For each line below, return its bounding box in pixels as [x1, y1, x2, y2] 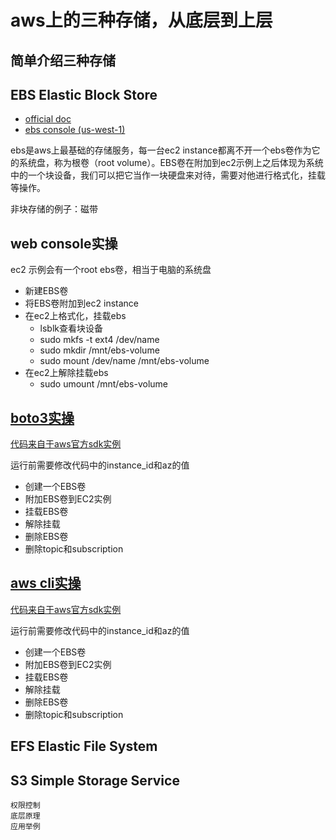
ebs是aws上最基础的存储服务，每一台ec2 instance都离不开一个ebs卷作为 [10, 144, 312, 156]
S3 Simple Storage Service [10, 772, 180, 789]
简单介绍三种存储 [10, 52, 116, 69]
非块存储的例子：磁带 [10, 203, 98, 215]
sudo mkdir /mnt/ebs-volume [39, 344, 160, 356]
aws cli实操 [10, 575, 82, 592]
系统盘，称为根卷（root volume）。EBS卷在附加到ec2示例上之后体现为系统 [18, 157, 324, 169]
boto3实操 [10, 409, 75, 426]
